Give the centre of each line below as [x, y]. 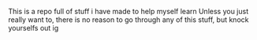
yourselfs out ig [34, 28]
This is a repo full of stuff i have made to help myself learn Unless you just [128, 11]
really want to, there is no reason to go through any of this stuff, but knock [128, 20]
